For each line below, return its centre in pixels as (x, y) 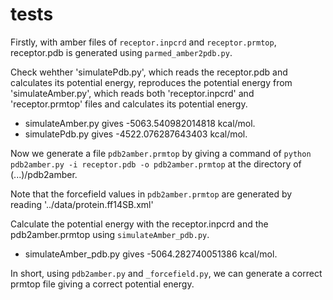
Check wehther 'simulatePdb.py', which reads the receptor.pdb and (149, 72)
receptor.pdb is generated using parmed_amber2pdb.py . (121, 52)
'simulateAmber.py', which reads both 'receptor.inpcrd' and (132, 93)
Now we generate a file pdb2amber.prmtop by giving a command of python (161, 153)
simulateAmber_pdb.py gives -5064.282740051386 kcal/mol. (151, 254)
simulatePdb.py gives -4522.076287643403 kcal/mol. (136, 134)
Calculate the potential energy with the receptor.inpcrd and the (139, 224)
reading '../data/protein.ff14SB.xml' (82, 204)
